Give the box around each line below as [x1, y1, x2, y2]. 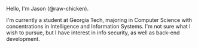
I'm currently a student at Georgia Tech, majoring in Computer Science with [6, 17, 193, 23]
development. [6, 36, 40, 42]
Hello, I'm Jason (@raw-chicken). [6, 5, 89, 12]
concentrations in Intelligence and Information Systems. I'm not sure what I [6, 23, 191, 30]
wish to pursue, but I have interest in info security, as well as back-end [6, 29, 180, 36]
